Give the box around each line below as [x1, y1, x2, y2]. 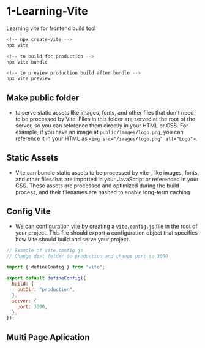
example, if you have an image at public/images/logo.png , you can [15, 129, 184, 135]
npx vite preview [6, 75, 51, 82]
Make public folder [6, 93, 80, 103]
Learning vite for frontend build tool [6, 25, 96, 32]
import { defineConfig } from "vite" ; [6, 264, 105, 270]
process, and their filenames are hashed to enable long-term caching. [15, 188, 192, 195]
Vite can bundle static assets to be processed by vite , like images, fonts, [15, 168, 199, 176]
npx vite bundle [6, 59, 48, 65]
